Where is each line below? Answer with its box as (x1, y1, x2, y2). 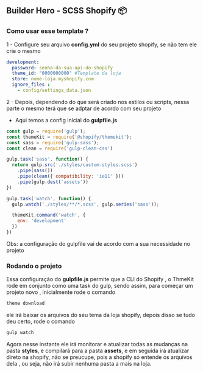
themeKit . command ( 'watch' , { (12, 212, 86, 218)
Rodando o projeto (6, 262, 62, 270)
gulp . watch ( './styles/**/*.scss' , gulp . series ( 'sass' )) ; (12, 201, 160, 207)
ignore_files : (12, 82, 51, 88)
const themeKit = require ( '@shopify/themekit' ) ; (6, 134, 132, 140)
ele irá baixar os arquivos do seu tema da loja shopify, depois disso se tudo (6, 312, 195, 319)
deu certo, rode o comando (6, 318, 75, 325)
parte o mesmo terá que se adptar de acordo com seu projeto (6, 105, 162, 112)
